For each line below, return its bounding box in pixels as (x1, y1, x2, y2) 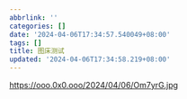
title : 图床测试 (9, 47, 65, 56)
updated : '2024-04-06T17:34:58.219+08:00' (9, 55, 171, 64)
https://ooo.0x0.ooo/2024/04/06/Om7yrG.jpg (9, 80, 178, 90)
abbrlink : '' (9, 13, 58, 22)
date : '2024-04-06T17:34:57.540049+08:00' (9, 30, 171, 39)
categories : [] (9, 22, 67, 31)
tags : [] (9, 38, 42, 48)
